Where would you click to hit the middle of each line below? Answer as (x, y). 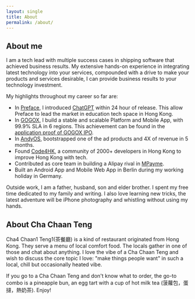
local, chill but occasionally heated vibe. (54, 264)
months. (25, 145)
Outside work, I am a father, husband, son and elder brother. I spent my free (97, 187)
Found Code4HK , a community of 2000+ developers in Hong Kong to (98, 151)
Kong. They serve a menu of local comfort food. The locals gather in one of (97, 246)
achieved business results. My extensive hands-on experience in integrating (98, 66)
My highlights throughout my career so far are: (62, 97)
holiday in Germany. (39, 176)
